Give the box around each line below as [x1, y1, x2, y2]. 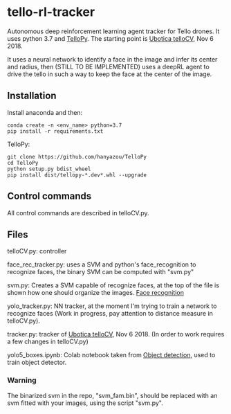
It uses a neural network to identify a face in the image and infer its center [7, 55, 218, 63]
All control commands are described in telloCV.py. [7, 208, 150, 217]
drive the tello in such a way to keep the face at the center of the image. [7, 70, 212, 78]
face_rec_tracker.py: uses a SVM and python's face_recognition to [7, 260, 196, 269]
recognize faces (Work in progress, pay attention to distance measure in [7, 309, 213, 318]
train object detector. [7, 358, 67, 367]
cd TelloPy [7, 159, 39, 166]
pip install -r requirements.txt [7, 127, 104, 135]
